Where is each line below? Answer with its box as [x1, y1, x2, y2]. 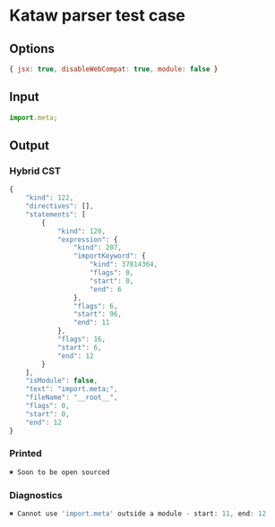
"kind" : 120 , [56, 226, 106, 235]
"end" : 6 [89, 285, 123, 293]
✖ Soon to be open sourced [9, 467, 110, 477]
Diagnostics [9, 489, 63, 501]
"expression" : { [56, 234, 118, 244]
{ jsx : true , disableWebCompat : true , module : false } [9, 64, 219, 73]
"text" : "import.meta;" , [25, 385, 118, 394]
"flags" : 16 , [56, 335, 106, 344]
